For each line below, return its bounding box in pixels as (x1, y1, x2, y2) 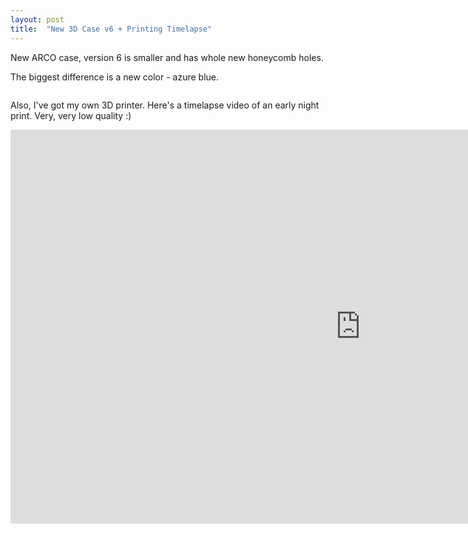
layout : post (10, 14, 65, 25)
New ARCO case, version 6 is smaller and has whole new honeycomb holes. (10, 51, 324, 63)
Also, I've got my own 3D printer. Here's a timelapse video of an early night (10, 99, 320, 111)
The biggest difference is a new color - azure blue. (10, 71, 220, 83)
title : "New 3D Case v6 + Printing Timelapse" (10, 24, 213, 34)
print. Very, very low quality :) (10, 109, 132, 121)
